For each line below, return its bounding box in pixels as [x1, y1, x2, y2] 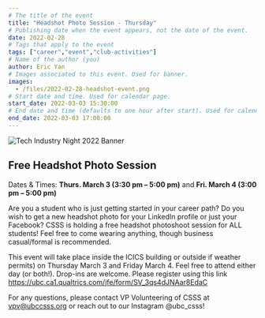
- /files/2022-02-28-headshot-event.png [15, 84, 150, 93]
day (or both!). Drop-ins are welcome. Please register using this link [8, 269, 228, 279]
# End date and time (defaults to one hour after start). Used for [8, 107, 235, 115]
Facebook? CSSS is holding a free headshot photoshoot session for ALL [8, 220, 242, 230]
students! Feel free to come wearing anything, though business [8, 228, 214, 238]
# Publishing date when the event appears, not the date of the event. [8, 26, 248, 34]
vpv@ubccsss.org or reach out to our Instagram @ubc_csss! [8, 301, 205, 310]
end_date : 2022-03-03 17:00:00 [8, 114, 111, 122]
